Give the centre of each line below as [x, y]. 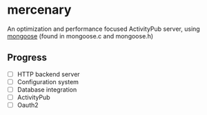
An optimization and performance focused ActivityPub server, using [103, 29]
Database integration [47, 89]
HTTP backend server [49, 74]
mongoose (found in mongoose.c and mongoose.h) [80, 36]
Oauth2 [28, 105]
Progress [27, 58]
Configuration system [48, 81]
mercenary [39, 10]
